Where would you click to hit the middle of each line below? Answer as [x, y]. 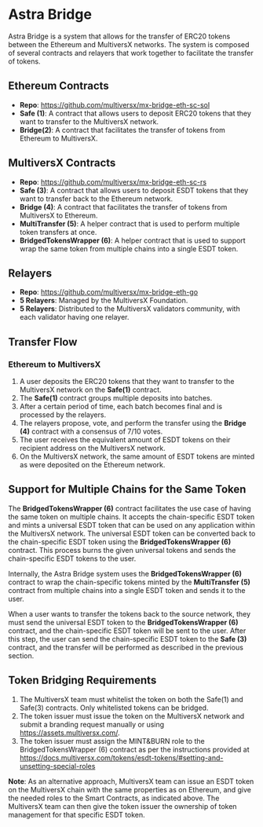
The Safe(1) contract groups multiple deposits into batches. [116, 398]
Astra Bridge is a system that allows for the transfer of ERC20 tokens [119, 36]
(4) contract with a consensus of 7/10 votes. [91, 432]
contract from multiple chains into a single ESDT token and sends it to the [127, 590]
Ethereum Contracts [59, 86]
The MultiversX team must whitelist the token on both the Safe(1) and [131, 699]
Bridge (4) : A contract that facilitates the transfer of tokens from [123, 207]
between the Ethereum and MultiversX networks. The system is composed [129, 44]
